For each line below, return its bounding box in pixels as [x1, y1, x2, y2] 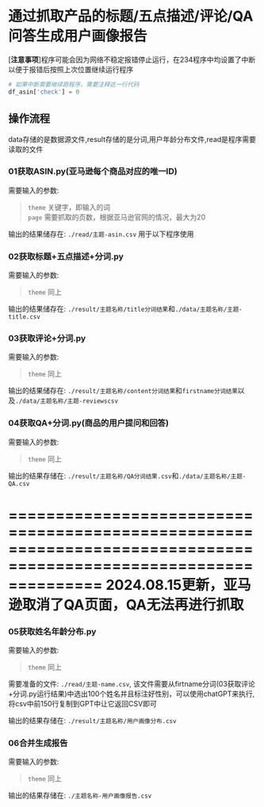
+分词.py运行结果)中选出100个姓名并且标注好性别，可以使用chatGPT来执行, [8, 689, 255, 698]
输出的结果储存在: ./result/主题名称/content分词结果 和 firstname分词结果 [8, 386, 238, 396]
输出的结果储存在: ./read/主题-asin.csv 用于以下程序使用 [8, 229, 194, 239]
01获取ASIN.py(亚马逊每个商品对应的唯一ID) [8, 166, 178, 177]
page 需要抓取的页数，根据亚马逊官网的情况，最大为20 [27, 212, 206, 222]
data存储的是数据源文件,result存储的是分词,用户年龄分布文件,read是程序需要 [8, 134, 256, 143]
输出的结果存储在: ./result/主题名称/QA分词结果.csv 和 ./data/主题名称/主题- [8, 471, 247, 480]
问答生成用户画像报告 [8, 27, 148, 45]
